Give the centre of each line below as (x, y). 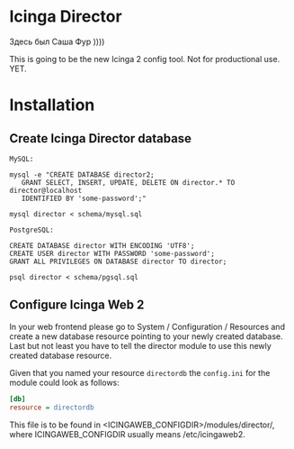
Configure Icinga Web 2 (77, 305)
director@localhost (46, 190)
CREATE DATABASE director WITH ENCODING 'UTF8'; (102, 245)
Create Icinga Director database (100, 138)
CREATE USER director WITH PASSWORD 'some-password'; (112, 253)
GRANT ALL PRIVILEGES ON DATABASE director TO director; (118, 261)
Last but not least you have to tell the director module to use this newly (140, 345)
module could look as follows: (64, 382)
